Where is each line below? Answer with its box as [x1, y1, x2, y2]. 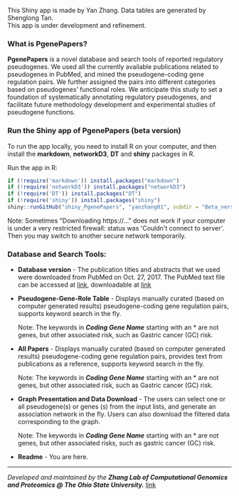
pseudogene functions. [7, 108, 76, 117]
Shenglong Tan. [7, 14, 54, 22]
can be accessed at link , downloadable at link [17, 280, 152, 289]
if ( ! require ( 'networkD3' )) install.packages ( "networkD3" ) [7, 184, 186, 191]
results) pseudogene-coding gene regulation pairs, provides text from [17, 352, 223, 361]
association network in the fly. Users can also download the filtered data [17, 410, 230, 418]
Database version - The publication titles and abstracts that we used [17, 265, 221, 274]
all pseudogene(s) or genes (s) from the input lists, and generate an [17, 402, 216, 411]
